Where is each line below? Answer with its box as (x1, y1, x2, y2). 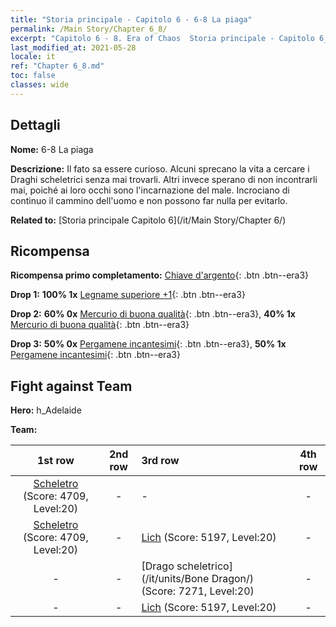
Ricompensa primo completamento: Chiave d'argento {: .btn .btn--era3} (10, 269, 310, 281)
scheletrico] (176, 559, 233, 573)
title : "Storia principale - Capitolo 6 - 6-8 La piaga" (10, 14, 253, 25)
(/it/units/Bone (141, 572, 210, 586)
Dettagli (10, 117, 61, 134)
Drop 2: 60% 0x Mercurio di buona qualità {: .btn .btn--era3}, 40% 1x (10, 308, 296, 320)
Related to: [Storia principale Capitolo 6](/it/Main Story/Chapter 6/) (10, 214, 287, 226)
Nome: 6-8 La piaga (10, 143, 94, 155)
